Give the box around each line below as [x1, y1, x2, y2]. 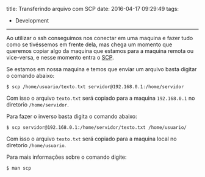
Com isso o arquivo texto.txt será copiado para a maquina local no [6, 135, 177, 142]
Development [15, 17, 49, 24]
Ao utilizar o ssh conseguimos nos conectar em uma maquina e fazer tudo [6, 35, 193, 41]
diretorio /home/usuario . [6, 142, 67, 148]
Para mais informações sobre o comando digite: [6, 153, 127, 161]
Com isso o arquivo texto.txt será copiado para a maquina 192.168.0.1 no [6, 94, 195, 102]
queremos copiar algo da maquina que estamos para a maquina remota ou [6, 47, 194, 54]
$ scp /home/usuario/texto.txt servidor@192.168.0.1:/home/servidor [6, 84, 184, 90]
